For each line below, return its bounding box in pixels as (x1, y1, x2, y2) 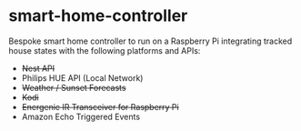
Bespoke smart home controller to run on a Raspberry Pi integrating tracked (8, 35, 293, 46)
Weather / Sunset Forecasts (21, 82, 126, 93)
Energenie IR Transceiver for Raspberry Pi (21, 101, 179, 112)
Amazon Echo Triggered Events (21, 111, 141, 122)
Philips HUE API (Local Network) (21, 72, 144, 83)
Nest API (21, 63, 55, 74)
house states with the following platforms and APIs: (8, 45, 201, 55)
